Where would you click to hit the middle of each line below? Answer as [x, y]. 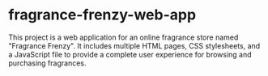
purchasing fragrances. [47, 63]
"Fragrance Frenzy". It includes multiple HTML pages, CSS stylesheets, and [134, 45]
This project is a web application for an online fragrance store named [123, 37]
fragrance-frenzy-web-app [102, 15]
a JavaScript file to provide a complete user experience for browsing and [130, 54]
